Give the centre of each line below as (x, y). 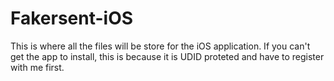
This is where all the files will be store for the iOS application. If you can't (160, 46)
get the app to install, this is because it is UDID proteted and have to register (167, 56)
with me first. (37, 67)
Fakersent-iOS (72, 18)
